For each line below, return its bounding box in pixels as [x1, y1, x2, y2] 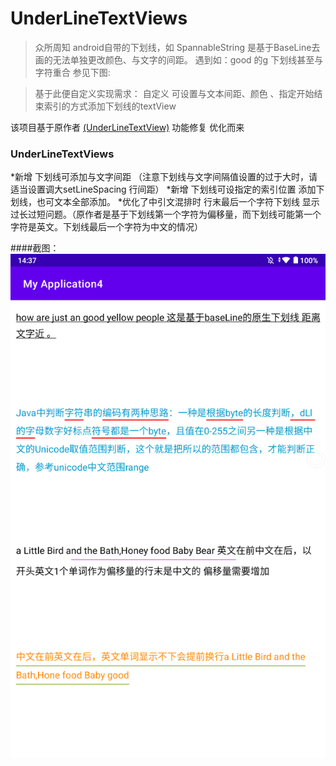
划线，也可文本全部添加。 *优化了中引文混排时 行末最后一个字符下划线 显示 [10, 196, 320, 208]
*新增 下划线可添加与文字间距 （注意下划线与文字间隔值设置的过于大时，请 [10, 171, 318, 183]
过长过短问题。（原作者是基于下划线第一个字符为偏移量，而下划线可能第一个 [10, 208, 322, 221]
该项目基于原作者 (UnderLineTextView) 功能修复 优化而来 [10, 121, 245, 133]
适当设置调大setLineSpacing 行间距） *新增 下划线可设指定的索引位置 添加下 [10, 183, 325, 196]
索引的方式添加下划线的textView [43, 100, 177, 112]
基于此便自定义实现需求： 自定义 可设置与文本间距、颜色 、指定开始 [34, 87, 315, 99]
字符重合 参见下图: [34, 66, 111, 78]
